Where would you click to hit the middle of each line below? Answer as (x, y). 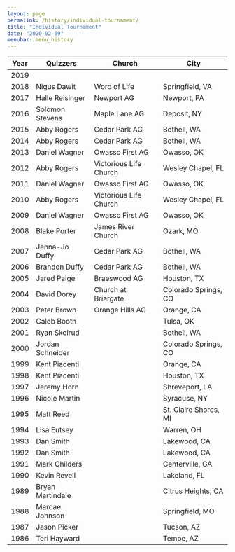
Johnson (50, 516)
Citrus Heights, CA (193, 491)
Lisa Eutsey (55, 430)
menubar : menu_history (40, 40)
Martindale (54, 496)
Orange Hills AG (120, 310)
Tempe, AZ (181, 539)
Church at (110, 290)
